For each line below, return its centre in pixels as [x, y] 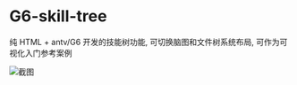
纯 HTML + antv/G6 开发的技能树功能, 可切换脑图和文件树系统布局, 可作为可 [148, 42]
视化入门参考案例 [41, 53]
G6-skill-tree [58, 16]
